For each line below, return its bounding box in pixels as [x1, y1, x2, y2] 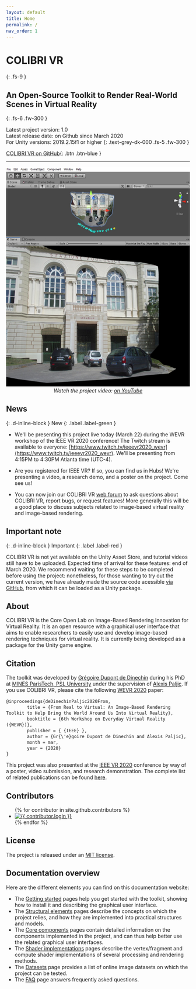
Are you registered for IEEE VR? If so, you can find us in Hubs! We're [14, 467, 179, 474]
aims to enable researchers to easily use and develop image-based [6, 629, 168, 636]
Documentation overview [6, 869, 100, 878]
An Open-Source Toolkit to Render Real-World [6, 90, 178, 100]
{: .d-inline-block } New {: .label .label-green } [6, 419, 117, 426]
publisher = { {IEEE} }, [27, 728, 87, 734]
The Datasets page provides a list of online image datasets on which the [14, 963, 188, 970]
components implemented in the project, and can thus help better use [14, 932, 183, 939]
